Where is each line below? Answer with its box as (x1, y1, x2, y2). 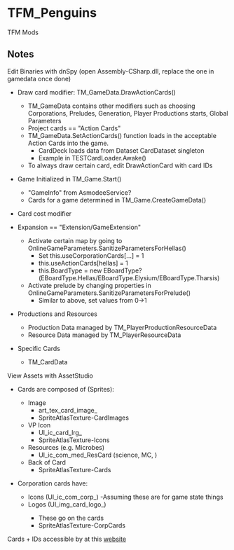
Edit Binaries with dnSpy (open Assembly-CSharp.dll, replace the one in (7, 67, 214, 75)
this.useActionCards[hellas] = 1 (38, 259, 128, 267)
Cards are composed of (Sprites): (17, 385, 114, 393)
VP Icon (27, 420, 51, 429)
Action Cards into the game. (27, 139, 109, 147)
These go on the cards (38, 514, 104, 522)
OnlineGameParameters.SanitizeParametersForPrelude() (27, 289, 191, 297)
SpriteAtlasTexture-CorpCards (38, 521, 126, 530)
